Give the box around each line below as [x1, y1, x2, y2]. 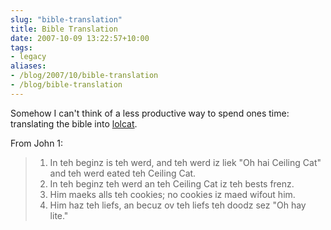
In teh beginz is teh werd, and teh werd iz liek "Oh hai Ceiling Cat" [49, 156, 322, 168]
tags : [10, 42, 33, 53]
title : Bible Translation [10, 24, 118, 34]
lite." [49, 209, 69, 221]
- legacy [10, 52, 47, 62]
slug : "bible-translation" [10, 14, 123, 25]
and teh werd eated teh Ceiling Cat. [49, 167, 197, 179]
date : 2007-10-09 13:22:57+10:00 [10, 33, 150, 43]
